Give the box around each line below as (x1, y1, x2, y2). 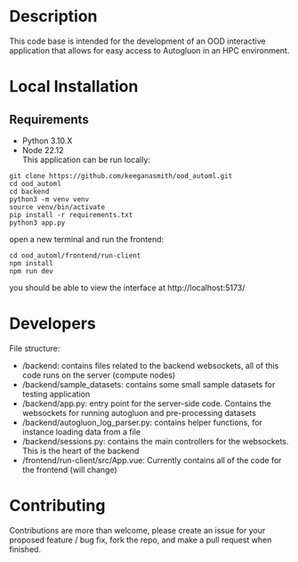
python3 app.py (9, 218, 66, 227)
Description (9, 6, 98, 27)
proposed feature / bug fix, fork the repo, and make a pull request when (9, 534, 272, 545)
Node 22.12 (21, 144, 64, 155)
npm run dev (9, 266, 53, 275)
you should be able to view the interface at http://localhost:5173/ (9, 282, 246, 293)
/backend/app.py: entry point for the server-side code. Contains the (21, 398, 271, 409)
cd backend (9, 187, 50, 196)
